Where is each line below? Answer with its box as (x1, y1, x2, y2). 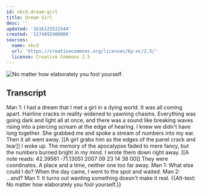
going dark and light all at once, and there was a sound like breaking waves (6, 117, 194, 124)
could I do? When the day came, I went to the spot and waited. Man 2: (6, 168, 180, 175)
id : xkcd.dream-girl (6, 8, 58, 15)
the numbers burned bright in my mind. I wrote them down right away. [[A (6, 149, 189, 156)
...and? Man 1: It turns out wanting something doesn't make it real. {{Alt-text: (6, 175, 196, 182)
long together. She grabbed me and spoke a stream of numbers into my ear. (6, 129, 195, 137)
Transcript (6, 88, 46, 99)
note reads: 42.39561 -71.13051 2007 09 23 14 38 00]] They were (6, 155, 168, 163)
